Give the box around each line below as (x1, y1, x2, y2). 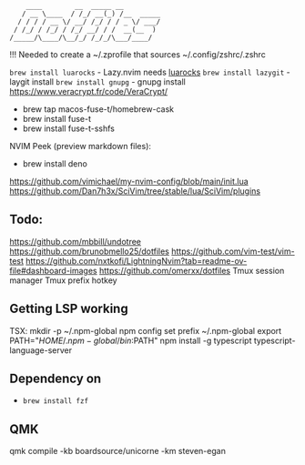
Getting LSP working (9, 301, 129, 317)
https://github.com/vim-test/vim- (171, 246, 295, 257)
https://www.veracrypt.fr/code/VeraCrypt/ (9, 86, 168, 96)
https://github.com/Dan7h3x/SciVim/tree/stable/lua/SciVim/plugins (9, 186, 261, 197)
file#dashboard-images (9, 265, 97, 276)
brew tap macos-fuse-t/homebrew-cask (22, 104, 175, 115)
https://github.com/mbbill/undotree (9, 236, 142, 247)
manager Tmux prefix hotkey (9, 275, 117, 286)
